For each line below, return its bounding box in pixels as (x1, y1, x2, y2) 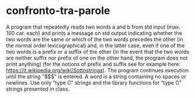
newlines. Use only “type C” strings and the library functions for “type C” (6, 79, 182, 86)
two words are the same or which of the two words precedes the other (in (6, 36, 184, 43)
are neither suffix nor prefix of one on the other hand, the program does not (6, 54, 188, 61)
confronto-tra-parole (6, 4, 110, 17)
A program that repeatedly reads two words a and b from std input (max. (6, 23, 181, 30)
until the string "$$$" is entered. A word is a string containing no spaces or (6, 73, 187, 80)
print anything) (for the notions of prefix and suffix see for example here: (6, 60, 181, 68)
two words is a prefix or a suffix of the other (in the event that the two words (6, 48, 190, 55)
